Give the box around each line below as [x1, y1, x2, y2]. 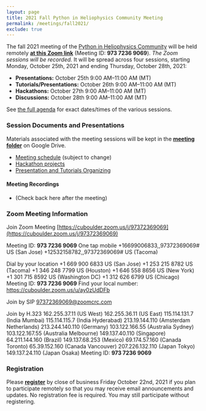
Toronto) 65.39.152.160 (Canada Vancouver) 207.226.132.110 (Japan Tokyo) [6, 343, 195, 350]
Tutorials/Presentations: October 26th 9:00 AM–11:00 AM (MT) [15, 81, 177, 88]
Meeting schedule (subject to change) [15, 153, 112, 161]
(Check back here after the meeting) [15, 194, 107, 201]
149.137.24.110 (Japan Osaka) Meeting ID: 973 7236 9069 [6, 349, 152, 356]
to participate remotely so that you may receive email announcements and [6, 385, 194, 393]
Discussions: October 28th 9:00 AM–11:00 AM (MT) [15, 94, 147, 101]
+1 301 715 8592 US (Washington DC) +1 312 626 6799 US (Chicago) [6, 274, 180, 281]
